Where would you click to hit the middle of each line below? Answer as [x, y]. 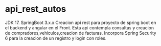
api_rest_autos [35, 9]
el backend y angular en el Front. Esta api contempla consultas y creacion [80, 27]
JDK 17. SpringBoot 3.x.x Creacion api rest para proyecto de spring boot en [81, 23]
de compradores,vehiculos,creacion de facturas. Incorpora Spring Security [81, 33]
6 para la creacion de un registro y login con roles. [56, 38]
